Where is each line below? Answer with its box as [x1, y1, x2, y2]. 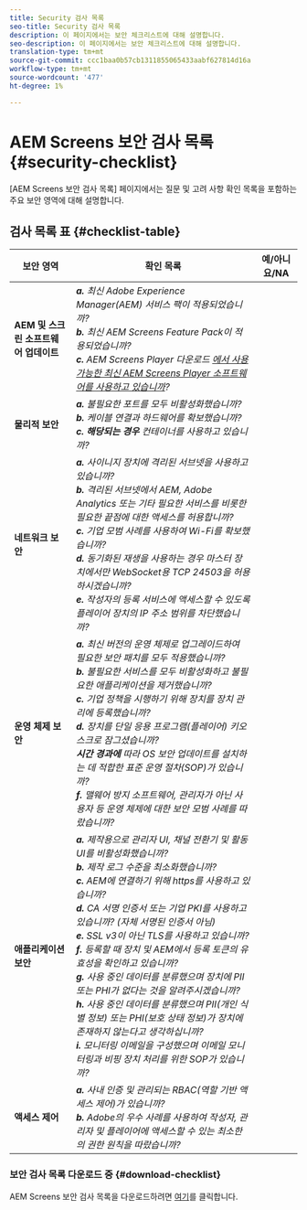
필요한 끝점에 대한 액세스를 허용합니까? [76, 511, 235, 524]
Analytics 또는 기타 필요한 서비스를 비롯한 [76, 498, 247, 510]
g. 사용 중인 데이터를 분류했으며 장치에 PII [76, 970, 245, 983]
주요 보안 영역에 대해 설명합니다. [9, 194, 125, 206]
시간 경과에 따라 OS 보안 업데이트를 [76, 747, 219, 760]
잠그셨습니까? [103, 733, 160, 746]
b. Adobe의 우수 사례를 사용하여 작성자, [76, 1111, 238, 1124]
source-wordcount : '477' [9, 73, 104, 82]
